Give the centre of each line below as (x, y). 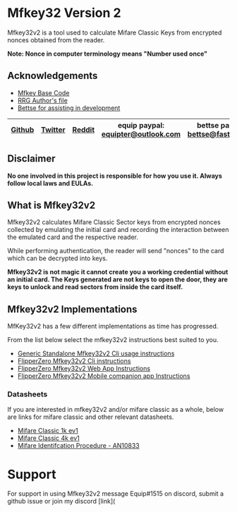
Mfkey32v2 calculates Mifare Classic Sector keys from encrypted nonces (114, 222)
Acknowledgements (53, 76)
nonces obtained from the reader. (56, 39)
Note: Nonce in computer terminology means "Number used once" (108, 54)
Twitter (53, 130)
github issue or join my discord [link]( (61, 501)
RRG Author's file (43, 100)
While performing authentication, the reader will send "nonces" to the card (116, 251)
